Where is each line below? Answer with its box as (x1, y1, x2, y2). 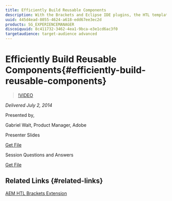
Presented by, (5, 112, 35, 118)
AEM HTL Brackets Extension (5, 190, 68, 196)
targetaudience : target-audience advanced (5, 31, 97, 36)
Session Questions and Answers (5, 152, 74, 158)
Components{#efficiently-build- (5, 65, 146, 76)
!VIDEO (17, 92, 33, 98)
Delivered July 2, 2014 (5, 102, 53, 108)
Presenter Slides (5, 132, 40, 138)
